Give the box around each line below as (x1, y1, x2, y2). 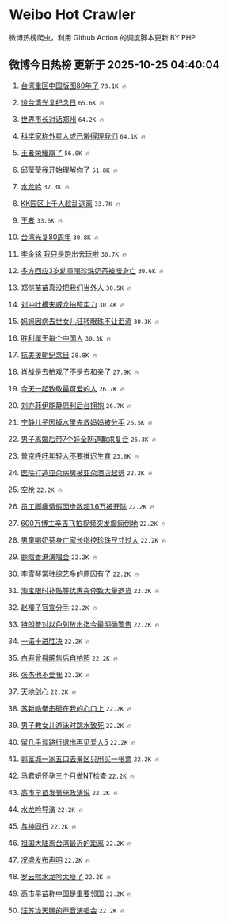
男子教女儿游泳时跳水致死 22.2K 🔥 (20, 720, 132, 730)
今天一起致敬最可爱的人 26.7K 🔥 (20, 383, 125, 393)
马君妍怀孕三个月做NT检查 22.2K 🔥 (20, 771, 135, 780)
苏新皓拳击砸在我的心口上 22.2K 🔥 (20, 703, 132, 713)
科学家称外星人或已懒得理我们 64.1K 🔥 (20, 131, 146, 140)
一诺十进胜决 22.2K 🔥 (20, 636, 90, 646)
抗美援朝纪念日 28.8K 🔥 (20, 350, 97, 360)
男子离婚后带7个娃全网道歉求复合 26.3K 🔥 (20, 434, 157, 444)
